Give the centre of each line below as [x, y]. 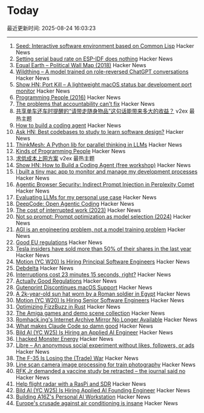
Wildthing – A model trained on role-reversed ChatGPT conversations [102, 71]
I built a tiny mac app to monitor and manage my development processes [107, 171]
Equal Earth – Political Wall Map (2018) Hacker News [81, 65]
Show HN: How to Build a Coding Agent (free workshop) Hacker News [103, 165]
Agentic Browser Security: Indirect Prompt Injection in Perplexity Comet [105, 184]
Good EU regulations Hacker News [59, 242]
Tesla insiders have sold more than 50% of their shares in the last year [104, 248]
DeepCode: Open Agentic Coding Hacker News [75, 203]
